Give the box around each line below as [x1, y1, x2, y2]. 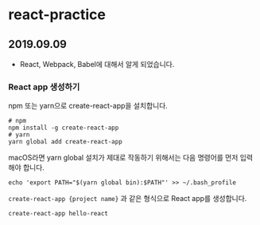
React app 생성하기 [8, 81, 80, 93]
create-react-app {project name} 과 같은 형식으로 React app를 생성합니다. [8, 194, 247, 203]
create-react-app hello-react [8, 210, 109, 218]
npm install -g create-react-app [8, 124, 119, 132]
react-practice [8, 6, 106, 24]
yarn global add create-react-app [8, 138, 123, 146]
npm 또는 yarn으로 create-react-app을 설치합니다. [8, 101, 169, 111]
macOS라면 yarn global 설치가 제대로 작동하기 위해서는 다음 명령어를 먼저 [8, 153, 239, 163]
